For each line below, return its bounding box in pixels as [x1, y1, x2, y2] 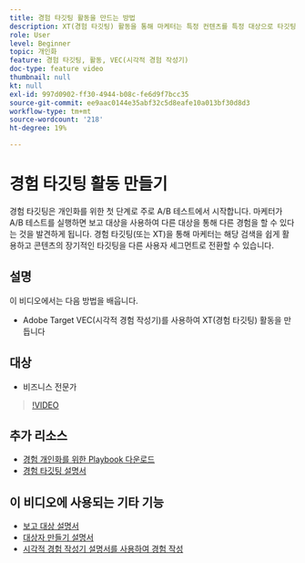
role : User [9, 30, 51, 39]
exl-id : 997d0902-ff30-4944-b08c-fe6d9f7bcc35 [9, 89, 189, 99]
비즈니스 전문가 [22, 381, 77, 392]
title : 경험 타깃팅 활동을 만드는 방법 [9, 13, 136, 23]
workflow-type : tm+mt [9, 107, 92, 116]
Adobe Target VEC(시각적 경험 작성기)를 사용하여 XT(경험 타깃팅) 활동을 [22, 314, 282, 325]
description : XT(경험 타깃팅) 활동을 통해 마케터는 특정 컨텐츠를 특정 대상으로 [9, 22, 274, 31]
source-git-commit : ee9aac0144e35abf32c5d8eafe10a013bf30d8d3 [9, 98, 250, 108]
